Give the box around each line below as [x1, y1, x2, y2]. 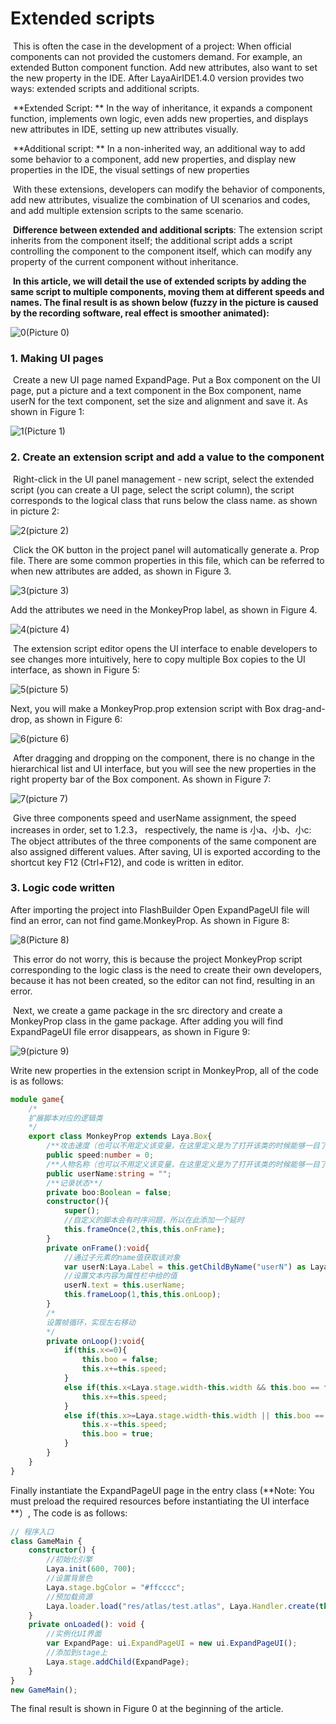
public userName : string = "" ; [46, 1168, 172, 1179]
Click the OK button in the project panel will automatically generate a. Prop [12, 543, 320, 556]
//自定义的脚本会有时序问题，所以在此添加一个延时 [63, 1215, 245, 1226]
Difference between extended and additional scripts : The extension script [12, 223, 323, 236]
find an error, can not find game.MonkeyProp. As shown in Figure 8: [10, 914, 290, 926]
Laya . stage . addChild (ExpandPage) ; [46, 1657, 190, 1667]
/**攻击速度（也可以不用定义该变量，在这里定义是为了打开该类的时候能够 [46, 1141, 306, 1151]
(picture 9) [25, 1045, 70, 1057]
